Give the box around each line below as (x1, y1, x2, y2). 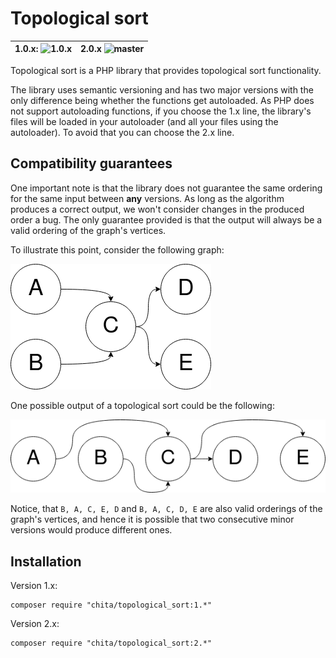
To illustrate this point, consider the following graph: (10, 243, 225, 256)
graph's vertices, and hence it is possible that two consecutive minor (10, 513, 295, 526)
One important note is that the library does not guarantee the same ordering (10, 182, 323, 194)
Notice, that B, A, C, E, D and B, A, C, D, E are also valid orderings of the (10, 503, 323, 515)
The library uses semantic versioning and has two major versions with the (10, 83, 314, 96)
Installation (10, 553, 82, 570)
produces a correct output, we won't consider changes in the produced (10, 203, 305, 215)
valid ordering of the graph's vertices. (10, 224, 167, 236)
